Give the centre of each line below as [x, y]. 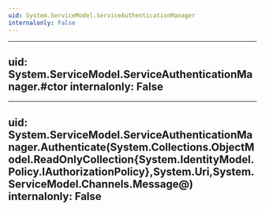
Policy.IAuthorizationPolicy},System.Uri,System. [131, 171]
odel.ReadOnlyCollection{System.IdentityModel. [131, 159]
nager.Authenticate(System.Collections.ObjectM [131, 147]
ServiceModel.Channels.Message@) [101, 184]
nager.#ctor [38, 86]
